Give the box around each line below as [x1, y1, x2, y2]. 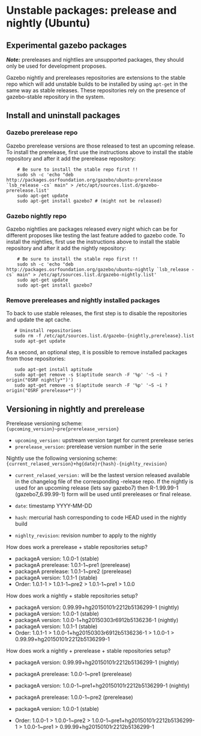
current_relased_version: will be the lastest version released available [14, 472, 190, 479]
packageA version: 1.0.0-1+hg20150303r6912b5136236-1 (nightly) [14, 617, 179, 624]
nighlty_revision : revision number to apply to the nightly [14, 532, 157, 539]
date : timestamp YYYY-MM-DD [14, 502, 92, 509]
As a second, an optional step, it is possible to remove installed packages [6, 349, 188, 356]
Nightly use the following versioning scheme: [6, 455, 118, 462]
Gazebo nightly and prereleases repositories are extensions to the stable [6, 74, 186, 81]
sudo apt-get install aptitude [14, 367, 93, 373]
